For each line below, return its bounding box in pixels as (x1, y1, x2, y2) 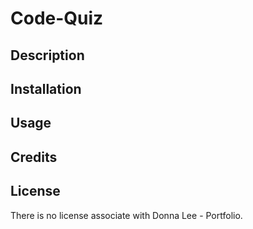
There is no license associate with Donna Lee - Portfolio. (10, 209, 243, 221)
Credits (10, 148, 58, 166)
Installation (10, 80, 82, 97)
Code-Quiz (10, 7, 104, 30)
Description (10, 47, 85, 64)
